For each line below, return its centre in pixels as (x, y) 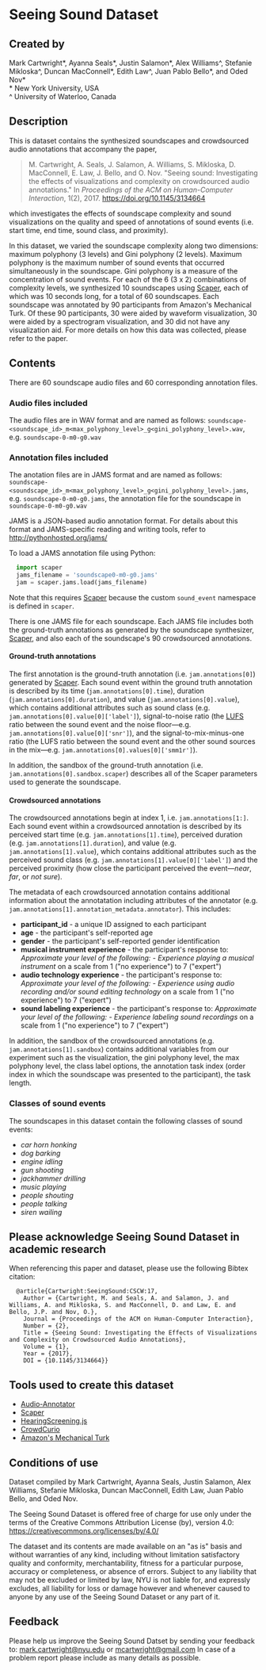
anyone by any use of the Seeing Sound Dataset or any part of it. (115, 1596)
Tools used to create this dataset (91, 1385)
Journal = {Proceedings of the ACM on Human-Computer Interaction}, (139, 1319)
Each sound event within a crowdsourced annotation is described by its (125, 826)
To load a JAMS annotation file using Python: (82, 553)
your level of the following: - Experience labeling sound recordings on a (137, 1017)
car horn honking (49, 1144)
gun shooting (42, 1170)
